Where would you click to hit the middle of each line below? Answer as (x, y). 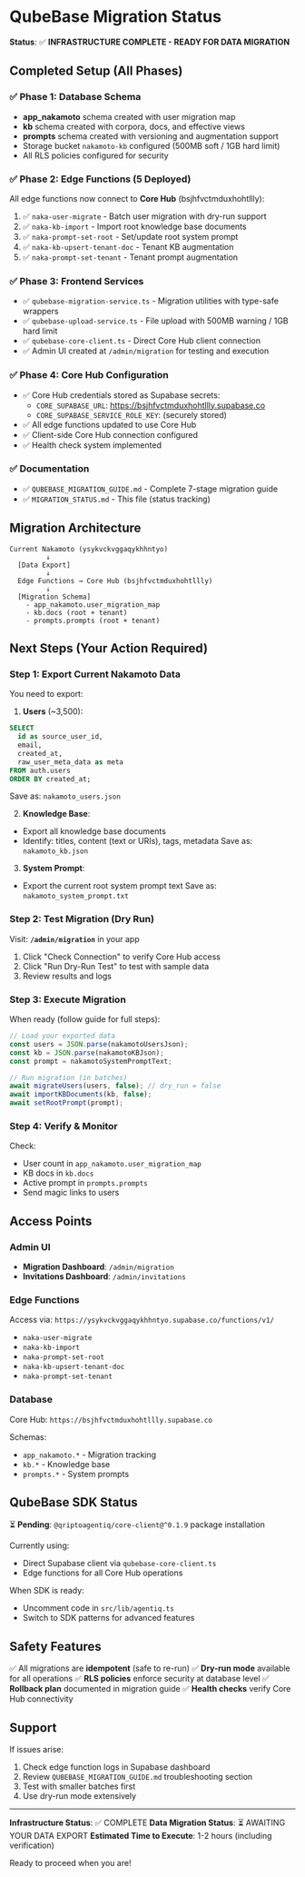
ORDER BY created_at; (50, 779)
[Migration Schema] (54, 597)
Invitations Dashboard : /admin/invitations (104, 1276)
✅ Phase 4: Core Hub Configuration (89, 375)
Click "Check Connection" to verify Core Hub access (121, 957)
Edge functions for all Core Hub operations (103, 1573)
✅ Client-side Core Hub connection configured (110, 434)
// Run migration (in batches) (69, 1078)
